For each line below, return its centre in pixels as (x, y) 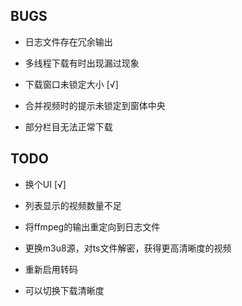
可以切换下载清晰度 (64, 290)
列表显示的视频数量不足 (73, 205)
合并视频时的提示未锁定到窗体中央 (95, 105)
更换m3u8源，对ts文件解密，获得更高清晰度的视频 (128, 248)
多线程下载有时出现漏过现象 (82, 63)
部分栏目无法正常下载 (68, 126)
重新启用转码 (51, 269)
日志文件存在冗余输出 (68, 41)
